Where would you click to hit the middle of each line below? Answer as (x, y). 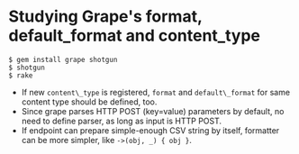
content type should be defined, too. (89, 102)
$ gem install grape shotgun (63, 59)
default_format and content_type (134, 36)
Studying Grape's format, (105, 17)
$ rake (21, 75)
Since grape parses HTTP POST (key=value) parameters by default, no (153, 111)
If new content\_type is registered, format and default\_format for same (155, 92)
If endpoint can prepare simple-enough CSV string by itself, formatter (150, 130)
